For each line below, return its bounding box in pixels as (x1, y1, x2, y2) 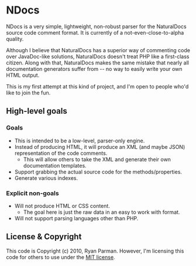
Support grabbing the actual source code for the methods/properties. (14, 168, 183, 175)
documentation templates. (23, 162, 87, 169)
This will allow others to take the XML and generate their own (23, 156, 171, 163)
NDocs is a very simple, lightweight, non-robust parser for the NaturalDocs (6, 23, 187, 30)
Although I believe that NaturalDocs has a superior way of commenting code (6, 46, 190, 53)
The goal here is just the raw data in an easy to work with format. (23, 209, 180, 216)
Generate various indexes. (14, 174, 78, 182)
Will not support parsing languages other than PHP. (14, 214, 139, 221)
